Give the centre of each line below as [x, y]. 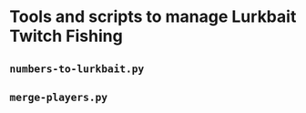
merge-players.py [58, 97]
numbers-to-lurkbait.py [77, 68]
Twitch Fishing [66, 36]
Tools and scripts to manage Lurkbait [153, 17]
